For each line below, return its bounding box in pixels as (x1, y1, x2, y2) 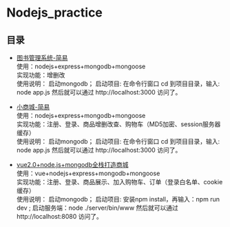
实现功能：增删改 (16, 71, 65, 79)
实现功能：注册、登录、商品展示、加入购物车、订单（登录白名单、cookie (16, 178, 223, 186)
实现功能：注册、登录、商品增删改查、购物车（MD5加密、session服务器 (16, 120, 221, 128)
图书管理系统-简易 (16, 54, 68, 61)
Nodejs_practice (6, 5, 103, 21)
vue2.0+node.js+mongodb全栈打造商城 (16, 161, 129, 168)
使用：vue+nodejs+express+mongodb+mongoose (16, 169, 160, 177)
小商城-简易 (16, 103, 50, 111)
